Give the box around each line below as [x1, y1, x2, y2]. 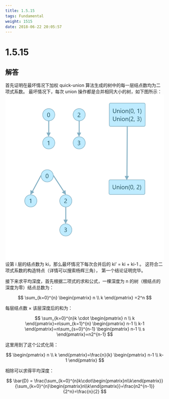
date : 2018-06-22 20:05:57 [5, 24, 62, 29]
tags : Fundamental [5, 13, 44, 19]
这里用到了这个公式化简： [5, 341, 59, 347]
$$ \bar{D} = [6, 377, 33, 384]
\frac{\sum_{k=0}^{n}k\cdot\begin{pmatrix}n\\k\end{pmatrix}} [34, 377, 163, 384]
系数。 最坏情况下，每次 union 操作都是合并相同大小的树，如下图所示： [14, 88, 162, 95]
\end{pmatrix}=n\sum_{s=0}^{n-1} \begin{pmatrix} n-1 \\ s [24, 326, 145, 332]
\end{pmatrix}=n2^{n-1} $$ [56, 331, 114, 337]
